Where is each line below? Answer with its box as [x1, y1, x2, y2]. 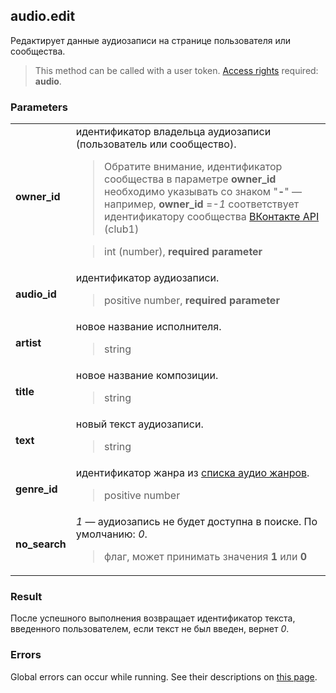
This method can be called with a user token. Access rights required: [34, 64, 319, 76]
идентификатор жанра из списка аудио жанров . [75, 466, 310, 480]
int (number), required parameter [104, 245, 263, 259]
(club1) [104, 222, 140, 236]
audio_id [15, 287, 57, 301]
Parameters [10, 100, 68, 114]
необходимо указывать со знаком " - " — [104, 185, 303, 199]
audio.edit [10, 8, 76, 25]
